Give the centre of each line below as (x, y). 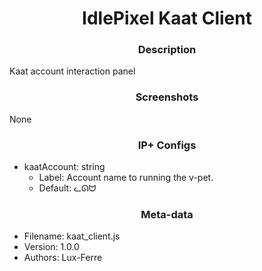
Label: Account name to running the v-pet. (126, 178)
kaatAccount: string (64, 167)
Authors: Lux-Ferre (63, 258)
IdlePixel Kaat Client (167, 18)
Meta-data (167, 214)
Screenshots (167, 97)
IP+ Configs (167, 145)
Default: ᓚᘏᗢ (67, 188)
